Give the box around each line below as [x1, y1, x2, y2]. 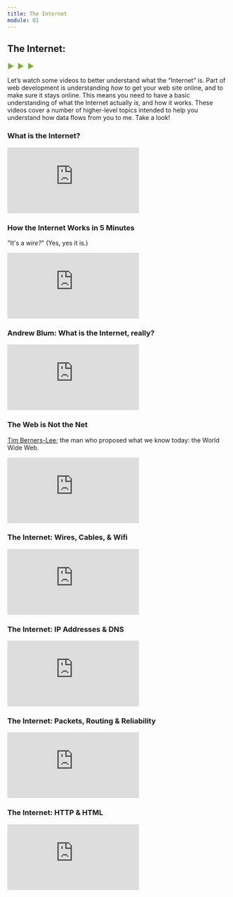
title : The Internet [7, 10, 68, 18]
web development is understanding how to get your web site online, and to [7, 83, 223, 92]
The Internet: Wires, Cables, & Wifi [7, 532, 128, 542]
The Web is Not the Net [7, 420, 88, 430]
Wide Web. [7, 443, 39, 452]
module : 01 [7, 17, 39, 24]
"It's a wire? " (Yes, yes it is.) [7, 238, 88, 247]
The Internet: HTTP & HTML [7, 808, 104, 818]
